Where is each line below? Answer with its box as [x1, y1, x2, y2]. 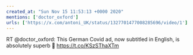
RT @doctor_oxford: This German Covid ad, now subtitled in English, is [6, 36, 180, 43]
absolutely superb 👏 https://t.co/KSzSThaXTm [6, 42, 119, 49]
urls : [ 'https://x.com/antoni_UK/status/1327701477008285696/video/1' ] [6, 20, 188, 25]
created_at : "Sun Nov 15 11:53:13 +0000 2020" [6, 8, 124, 15]
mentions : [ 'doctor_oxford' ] [6, 14, 79, 20]
